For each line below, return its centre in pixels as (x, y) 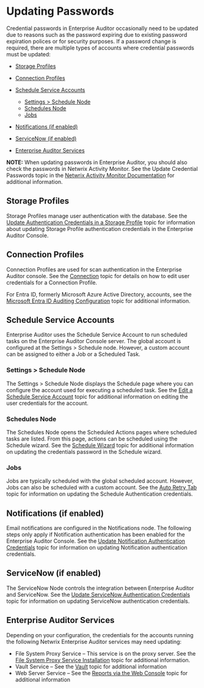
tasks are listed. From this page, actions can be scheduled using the (92, 439)
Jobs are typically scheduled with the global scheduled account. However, (100, 481)
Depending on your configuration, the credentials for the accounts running (100, 635)
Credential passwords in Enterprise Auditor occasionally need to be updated (102, 28)
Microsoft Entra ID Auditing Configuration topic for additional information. (98, 301)
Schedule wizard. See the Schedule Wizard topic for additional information (100, 445)
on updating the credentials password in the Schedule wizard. (84, 452)
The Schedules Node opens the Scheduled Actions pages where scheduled (102, 432)
